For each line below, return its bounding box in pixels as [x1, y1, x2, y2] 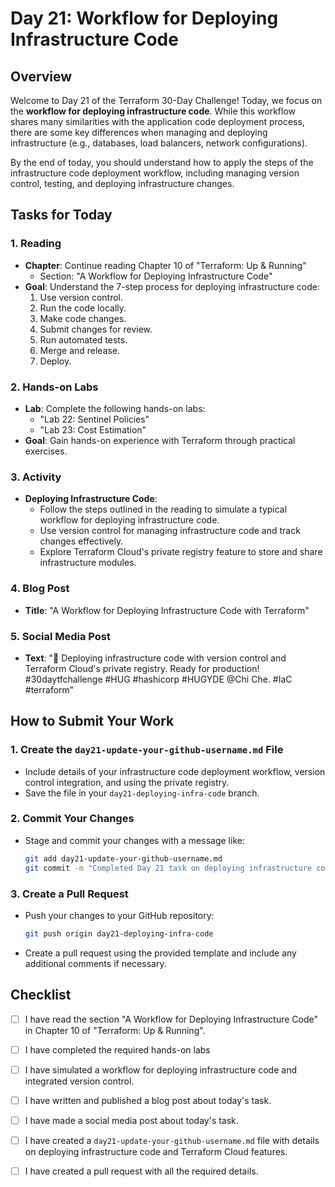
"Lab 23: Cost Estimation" [39, 423, 147, 436]
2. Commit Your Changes [10, 812, 135, 826]
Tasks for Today [10, 207, 113, 224]
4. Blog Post [10, 582, 70, 596]
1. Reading [10, 237, 62, 251]
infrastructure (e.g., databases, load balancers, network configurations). [10, 137, 308, 149]
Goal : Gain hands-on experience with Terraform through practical [24, 434, 296, 446]
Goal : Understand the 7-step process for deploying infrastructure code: [24, 280, 320, 292]
